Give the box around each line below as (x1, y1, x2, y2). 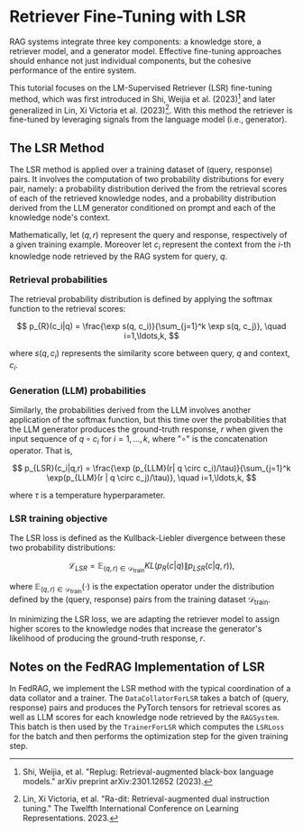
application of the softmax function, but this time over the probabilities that (9, 415, 287, 425)
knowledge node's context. (9, 212, 111, 223)
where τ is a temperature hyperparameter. (9, 489, 166, 500)
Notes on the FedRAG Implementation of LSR (9, 659, 265, 674)
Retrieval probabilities (9, 273, 108, 286)
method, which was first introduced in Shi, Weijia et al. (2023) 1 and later (9, 92, 276, 105)
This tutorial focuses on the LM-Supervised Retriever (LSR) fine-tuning (9, 82, 272, 93)
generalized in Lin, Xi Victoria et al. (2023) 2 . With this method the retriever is (9, 103, 293, 115)
